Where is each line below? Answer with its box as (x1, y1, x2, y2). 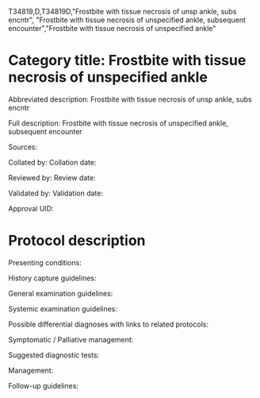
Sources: (8, 142, 38, 152)
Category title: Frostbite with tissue (8, 52, 247, 70)
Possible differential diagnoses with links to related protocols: (8, 319, 208, 329)
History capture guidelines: (8, 273, 97, 283)
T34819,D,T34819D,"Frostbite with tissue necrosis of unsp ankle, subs (8, 7, 237, 16)
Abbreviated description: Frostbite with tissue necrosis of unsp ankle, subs (8, 95, 252, 104)
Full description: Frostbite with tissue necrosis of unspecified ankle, (8, 118, 228, 128)
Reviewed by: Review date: (8, 172, 97, 182)
